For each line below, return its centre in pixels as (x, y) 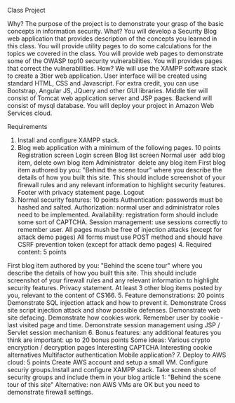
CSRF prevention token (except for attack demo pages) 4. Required (114, 244)
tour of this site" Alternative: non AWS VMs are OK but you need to (103, 384)
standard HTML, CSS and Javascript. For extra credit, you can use (103, 83)
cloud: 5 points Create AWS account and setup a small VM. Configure (108, 362)
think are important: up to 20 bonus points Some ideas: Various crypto (109, 340)
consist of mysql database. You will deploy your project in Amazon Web (111, 105)
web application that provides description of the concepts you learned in (112, 39)
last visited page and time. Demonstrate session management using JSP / (114, 325)
